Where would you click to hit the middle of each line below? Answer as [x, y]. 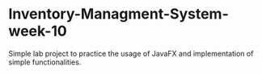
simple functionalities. [45, 62]
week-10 [38, 31]
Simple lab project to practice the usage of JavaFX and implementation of [131, 53]
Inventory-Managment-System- [118, 14]
